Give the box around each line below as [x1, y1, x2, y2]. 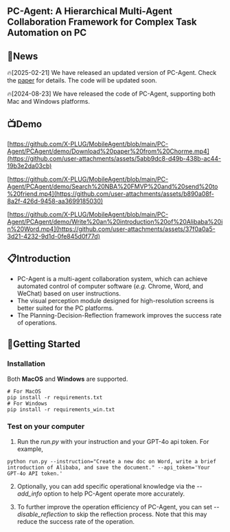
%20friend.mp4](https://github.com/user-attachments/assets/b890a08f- [7, 190, 214, 198]
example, [16, 445, 43, 453]
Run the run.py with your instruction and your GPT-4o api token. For [16, 437, 209, 445]
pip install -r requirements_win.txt [7, 406, 115, 413]
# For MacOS [7, 388, 41, 395]
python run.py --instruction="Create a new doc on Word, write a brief [7, 458, 216, 465]
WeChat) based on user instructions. [16, 289, 122, 298]
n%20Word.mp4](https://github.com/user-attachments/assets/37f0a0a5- [7, 225, 216, 233]
